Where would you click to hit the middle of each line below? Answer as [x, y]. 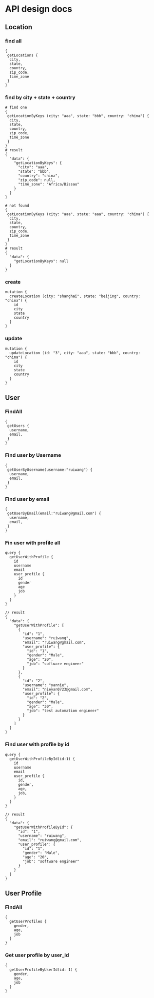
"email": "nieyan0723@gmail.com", [58, 690]
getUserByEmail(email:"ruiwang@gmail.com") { [54, 513]
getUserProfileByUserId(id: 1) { [43, 970]
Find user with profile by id [37, 744]
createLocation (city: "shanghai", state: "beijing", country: [75, 296]
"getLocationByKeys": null [41, 261]
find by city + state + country [40, 97]
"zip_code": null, [37, 180]
